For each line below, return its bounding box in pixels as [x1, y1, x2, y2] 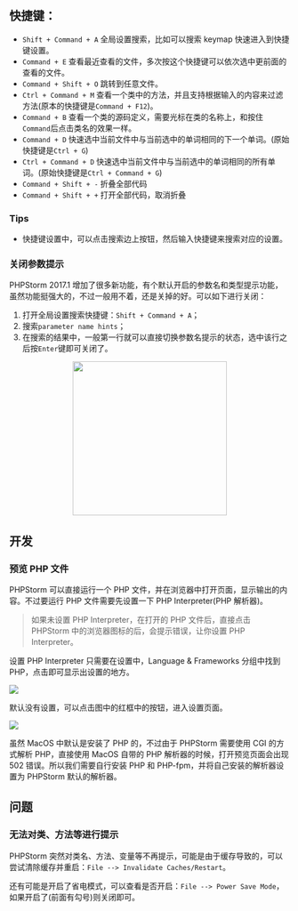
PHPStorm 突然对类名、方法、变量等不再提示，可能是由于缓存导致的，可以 [9, 851, 283, 861]
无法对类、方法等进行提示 [9, 828, 119, 841]
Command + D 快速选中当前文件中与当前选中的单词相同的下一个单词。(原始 [21, 133, 290, 144]
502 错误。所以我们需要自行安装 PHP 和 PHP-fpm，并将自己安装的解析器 [9, 760, 277, 771]
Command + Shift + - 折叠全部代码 [21, 178, 148, 189]
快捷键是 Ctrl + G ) [21, 145, 89, 156]
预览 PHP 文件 [9, 562, 69, 575]
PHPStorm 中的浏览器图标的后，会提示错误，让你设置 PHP [30, 625, 246, 636]
